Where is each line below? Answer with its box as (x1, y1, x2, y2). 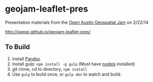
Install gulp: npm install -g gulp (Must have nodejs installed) (12, 61, 136, 66)
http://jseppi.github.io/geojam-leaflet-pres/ (5, 29, 91, 34)
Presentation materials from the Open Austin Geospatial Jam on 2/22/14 (5, 19, 149, 25)
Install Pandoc (12, 56, 41, 62)
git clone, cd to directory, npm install (12, 66, 88, 72)
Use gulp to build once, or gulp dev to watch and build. (12, 71, 122, 77)
